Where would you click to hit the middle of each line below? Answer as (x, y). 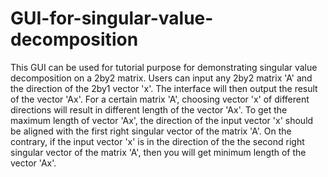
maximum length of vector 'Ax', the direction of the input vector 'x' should (162, 120)
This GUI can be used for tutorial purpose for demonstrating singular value (164, 67)
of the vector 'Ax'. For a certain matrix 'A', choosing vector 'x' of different (160, 99)
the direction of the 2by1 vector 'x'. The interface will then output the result (164, 88)
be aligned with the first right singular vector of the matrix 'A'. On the (151, 131)
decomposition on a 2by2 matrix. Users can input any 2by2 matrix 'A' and (161, 78)
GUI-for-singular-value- (112, 18)
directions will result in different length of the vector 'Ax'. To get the (149, 109)
